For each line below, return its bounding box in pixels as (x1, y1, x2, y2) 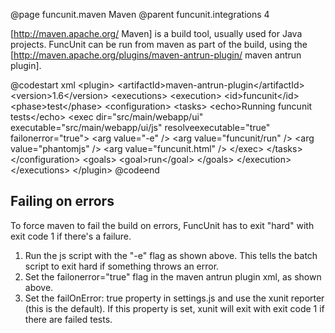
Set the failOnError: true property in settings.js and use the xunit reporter (24, 292, 325, 304)
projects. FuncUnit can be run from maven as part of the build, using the (10, 39, 308, 50)
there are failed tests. (24, 313, 113, 325)
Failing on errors (10, 193, 115, 210)
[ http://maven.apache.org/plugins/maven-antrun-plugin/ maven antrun (10, 49, 302, 61)
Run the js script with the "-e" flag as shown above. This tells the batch (24, 249, 318, 261)
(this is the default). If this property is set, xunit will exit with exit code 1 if (24, 302, 325, 314)
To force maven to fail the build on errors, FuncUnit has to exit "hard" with (10, 219, 315, 231)
